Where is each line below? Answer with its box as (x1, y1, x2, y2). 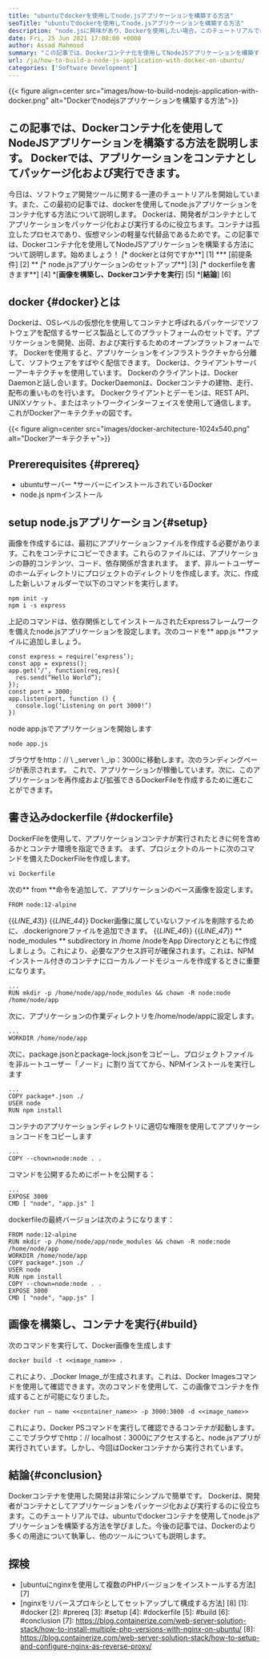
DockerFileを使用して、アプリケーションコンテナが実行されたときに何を (8, 834, 247, 843)
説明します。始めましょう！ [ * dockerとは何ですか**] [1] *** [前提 (29, 249, 246, 259)
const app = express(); (8, 659, 88, 667)
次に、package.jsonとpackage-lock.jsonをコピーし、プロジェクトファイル (8, 1049, 255, 1059)
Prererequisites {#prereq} (8, 457, 140, 471)
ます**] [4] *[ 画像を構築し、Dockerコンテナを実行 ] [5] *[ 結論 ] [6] (14, 270, 231, 279)
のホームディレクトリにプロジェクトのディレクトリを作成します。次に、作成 (8, 569, 259, 578)
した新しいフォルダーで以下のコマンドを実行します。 (8, 578, 183, 588)
